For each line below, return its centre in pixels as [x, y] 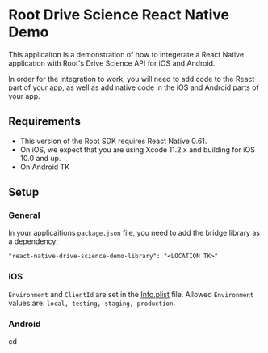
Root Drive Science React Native [119, 15]
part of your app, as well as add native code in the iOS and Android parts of [134, 87]
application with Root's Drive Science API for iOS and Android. [112, 63]
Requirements [44, 122]
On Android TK [45, 167]
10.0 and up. [40, 158]
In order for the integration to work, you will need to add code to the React [132, 79]
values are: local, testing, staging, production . [92, 303]
